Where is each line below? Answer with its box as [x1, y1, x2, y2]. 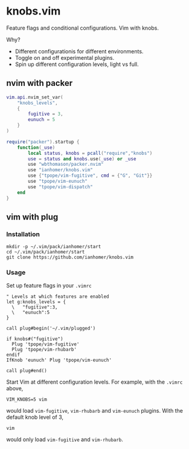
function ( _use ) [17, 144, 56, 151]
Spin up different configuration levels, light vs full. [14, 61, 139, 68]
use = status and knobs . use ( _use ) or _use [28, 156, 136, 162]
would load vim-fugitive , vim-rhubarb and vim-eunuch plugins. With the [6, 407, 183, 415]
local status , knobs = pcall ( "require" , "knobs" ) [28, 150, 153, 156]
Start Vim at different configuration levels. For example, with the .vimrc [6, 378, 183, 385]
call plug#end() [6, 368, 47, 374]
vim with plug [6, 212, 59, 222]
